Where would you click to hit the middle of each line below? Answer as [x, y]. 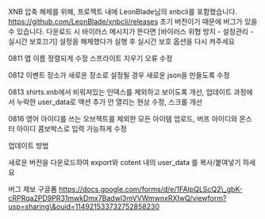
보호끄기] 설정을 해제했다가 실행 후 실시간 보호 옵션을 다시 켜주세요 [132, 41]
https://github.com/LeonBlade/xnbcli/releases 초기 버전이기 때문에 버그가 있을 [133, 21]
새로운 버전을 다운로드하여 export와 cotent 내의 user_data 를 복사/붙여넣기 [125, 162]
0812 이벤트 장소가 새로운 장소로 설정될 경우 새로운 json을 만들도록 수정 [119, 75]
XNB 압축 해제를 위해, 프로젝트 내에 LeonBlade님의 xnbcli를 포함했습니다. [123, 12]
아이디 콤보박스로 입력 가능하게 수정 [71, 129]
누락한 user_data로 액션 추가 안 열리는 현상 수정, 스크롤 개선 [109, 102]
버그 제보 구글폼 [33, 189]
